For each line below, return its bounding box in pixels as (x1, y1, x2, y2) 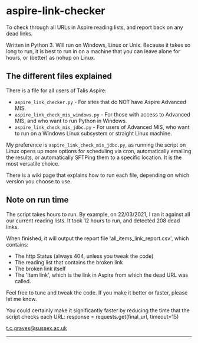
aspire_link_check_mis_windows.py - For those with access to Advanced (14, 111, 190, 118)
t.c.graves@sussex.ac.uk (6, 324, 67, 332)
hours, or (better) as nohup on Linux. (6, 54, 95, 61)
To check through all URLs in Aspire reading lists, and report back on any (6, 24, 184, 31)
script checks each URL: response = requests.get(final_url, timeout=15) (6, 313, 179, 320)
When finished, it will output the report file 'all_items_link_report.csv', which (6, 235, 190, 242)
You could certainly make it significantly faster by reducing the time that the (6, 306, 190, 314)
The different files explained (6, 71, 112, 81)
